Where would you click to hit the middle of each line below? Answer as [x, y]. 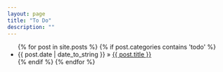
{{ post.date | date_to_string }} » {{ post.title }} [84, 54]
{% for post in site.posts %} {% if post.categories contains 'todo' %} [117, 47]
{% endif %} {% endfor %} [56, 62]
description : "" [31, 27]
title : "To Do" [30, 20]
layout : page [26, 14]
